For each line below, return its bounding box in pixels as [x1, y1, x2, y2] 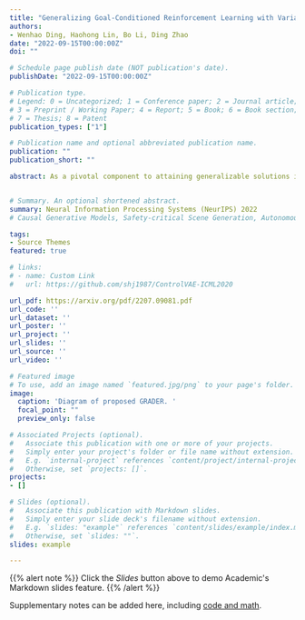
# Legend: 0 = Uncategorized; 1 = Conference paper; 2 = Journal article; [9, 96, 299, 105]
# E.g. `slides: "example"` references [9, 523, 169, 532]
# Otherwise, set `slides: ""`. [9, 531, 141, 541]
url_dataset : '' [9, 313, 71, 323]
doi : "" [9, 47, 39, 56]
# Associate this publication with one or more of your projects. [9, 438, 274, 448]
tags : [9, 229, 30, 239]
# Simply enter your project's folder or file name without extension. [9, 447, 295, 456]
